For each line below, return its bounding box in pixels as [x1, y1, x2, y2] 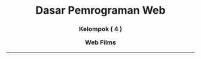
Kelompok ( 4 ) [78, 25, 123, 33]
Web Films [84, 38, 117, 46]
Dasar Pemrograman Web [35, 4, 166, 17]
